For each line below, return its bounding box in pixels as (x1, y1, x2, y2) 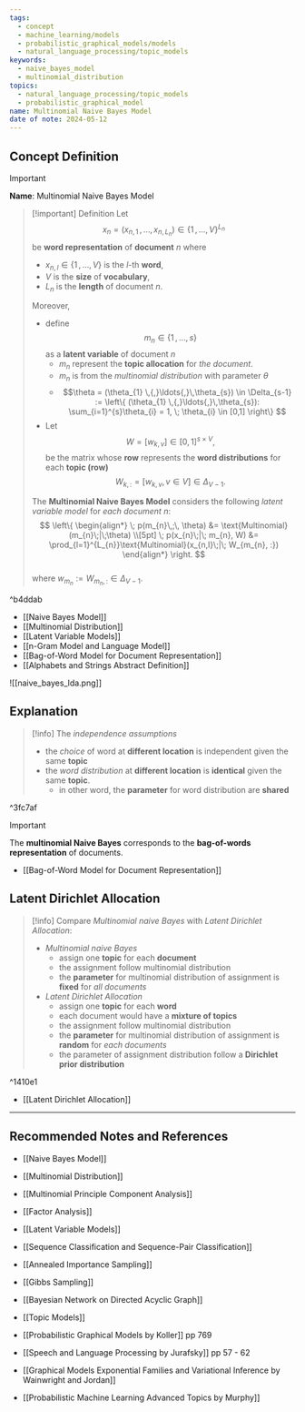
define (44, 318, 70, 329)
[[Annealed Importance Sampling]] (22, 1258, 152, 1270)
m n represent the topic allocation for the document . (58, 359, 254, 371)
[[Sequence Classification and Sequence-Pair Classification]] (22, 1241, 252, 1252)
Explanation (9, 704, 79, 719)
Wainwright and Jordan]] (22, 1374, 116, 1385)
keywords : (9, 56, 47, 65)
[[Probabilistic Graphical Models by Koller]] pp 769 (22, 1329, 212, 1340)
